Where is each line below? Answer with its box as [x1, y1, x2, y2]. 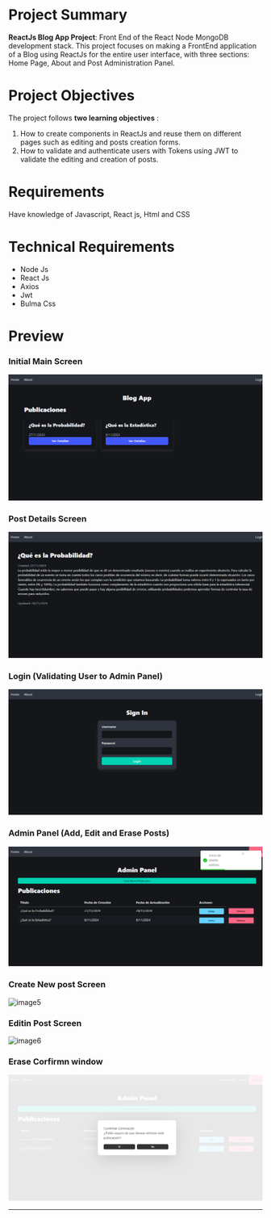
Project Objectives [8, 86, 135, 105]
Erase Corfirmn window [8, 1056, 103, 1067]
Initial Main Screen [8, 355, 83, 366]
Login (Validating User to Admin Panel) [8, 670, 163, 681]
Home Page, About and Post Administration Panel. [8, 58, 175, 68]
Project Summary [8, 6, 127, 24]
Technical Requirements [8, 238, 175, 256]
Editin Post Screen [8, 1017, 82, 1028]
